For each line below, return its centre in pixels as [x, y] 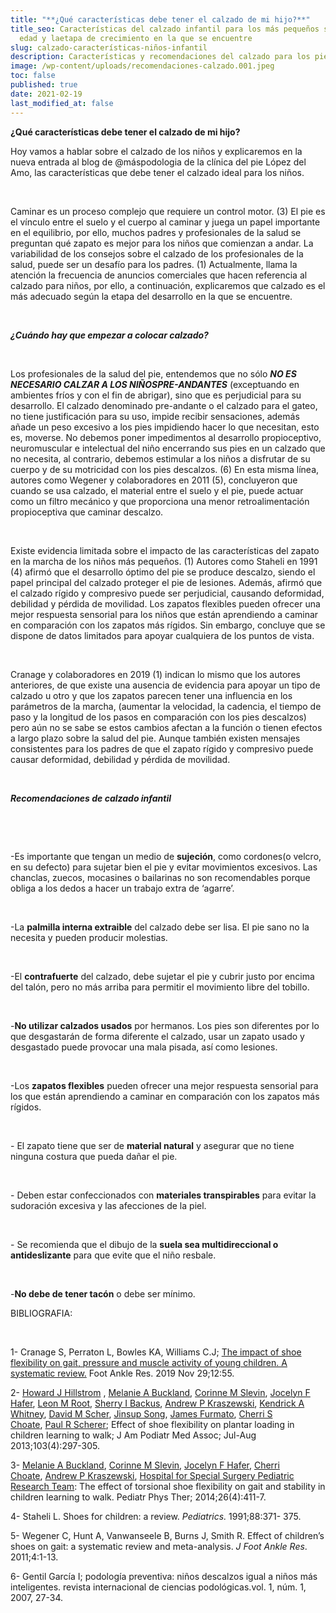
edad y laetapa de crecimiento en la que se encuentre [136, 38]
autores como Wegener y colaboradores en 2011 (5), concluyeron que [154, 480]
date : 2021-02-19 [46, 94]
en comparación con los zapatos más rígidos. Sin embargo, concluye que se [168, 625]
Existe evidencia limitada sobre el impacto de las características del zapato [165, 550]
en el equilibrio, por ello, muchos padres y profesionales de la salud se [156, 232]
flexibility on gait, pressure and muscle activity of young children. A [149, 1362]
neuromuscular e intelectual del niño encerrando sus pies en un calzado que [168, 448]
